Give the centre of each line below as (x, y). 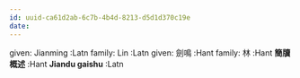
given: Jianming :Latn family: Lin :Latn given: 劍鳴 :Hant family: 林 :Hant (141, 52)
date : (19, 26)
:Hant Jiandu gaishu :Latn (75, 64)
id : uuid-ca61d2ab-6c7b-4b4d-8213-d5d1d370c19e (100, 17)
